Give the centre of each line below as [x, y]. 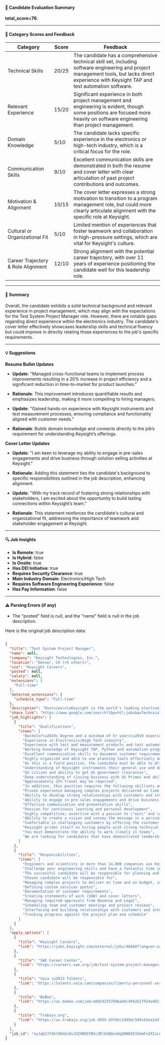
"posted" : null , [26, 672]
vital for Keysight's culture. [104, 244]
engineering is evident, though [109, 106]
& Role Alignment [27, 267]
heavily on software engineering [111, 119]
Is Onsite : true [27, 563]
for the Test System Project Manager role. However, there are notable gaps [81, 316]
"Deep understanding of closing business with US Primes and [87, 777]
